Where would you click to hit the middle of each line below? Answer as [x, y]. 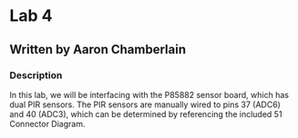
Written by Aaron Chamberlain [98, 49]
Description [36, 75]
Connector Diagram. [47, 123]
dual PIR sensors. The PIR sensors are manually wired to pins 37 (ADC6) [145, 104]
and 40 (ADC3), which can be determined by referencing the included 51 [146, 113]
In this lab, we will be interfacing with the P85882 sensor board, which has [149, 94]
